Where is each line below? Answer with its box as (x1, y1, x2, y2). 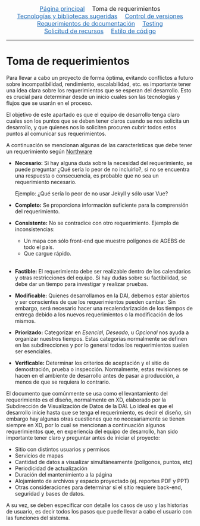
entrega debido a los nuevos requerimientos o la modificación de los (14, 311, 183, 318)
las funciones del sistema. (6, 514, 70, 521)
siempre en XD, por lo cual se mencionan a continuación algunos (6, 421, 165, 428)
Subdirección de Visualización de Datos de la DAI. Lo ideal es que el (6, 402, 173, 409)
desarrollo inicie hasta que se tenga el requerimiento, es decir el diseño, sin (6, 409, 192, 416)
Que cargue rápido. (23, 250, 71, 257)
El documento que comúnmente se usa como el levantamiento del (6, 390, 168, 397)
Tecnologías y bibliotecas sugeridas (17, 12, 118, 20)
